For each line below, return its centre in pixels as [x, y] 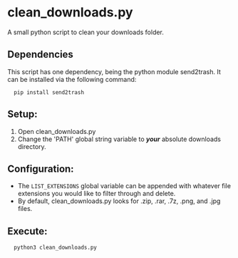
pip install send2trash [49, 92]
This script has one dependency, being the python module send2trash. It [114, 71]
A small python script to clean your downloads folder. [86, 32]
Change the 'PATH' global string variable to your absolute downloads [119, 139]
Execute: [27, 231]
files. [25, 209]
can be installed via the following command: [72, 79]
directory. [32, 146]
